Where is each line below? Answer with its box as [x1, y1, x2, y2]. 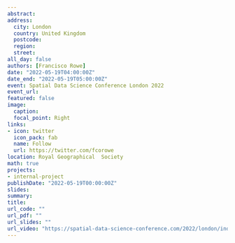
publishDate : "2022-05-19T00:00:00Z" [7, 179, 117, 186]
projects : [7, 166, 36, 174]
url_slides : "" [7, 218, 52, 225]
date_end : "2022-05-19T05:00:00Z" [7, 75, 108, 83]
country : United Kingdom [13, 29, 86, 37]
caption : [13, 108, 39, 115]
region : [13, 43, 36, 50]
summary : [7, 193, 33, 200]
